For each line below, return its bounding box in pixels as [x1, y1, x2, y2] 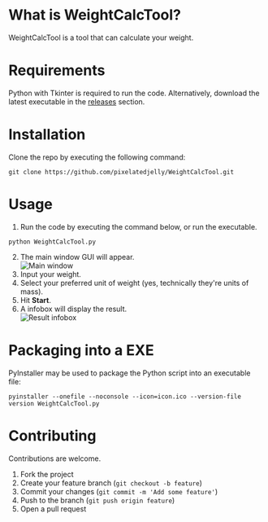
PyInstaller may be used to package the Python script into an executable [8, 368, 251, 378]
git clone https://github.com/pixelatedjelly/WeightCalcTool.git [8, 168, 234, 176]
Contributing [8, 426, 97, 445]
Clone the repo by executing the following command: [8, 152, 186, 162]
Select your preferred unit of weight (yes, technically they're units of [19, 278, 249, 287]
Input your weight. [19, 269, 81, 279]
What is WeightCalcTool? [8, 6, 181, 24]
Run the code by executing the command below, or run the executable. [19, 222, 257, 231]
